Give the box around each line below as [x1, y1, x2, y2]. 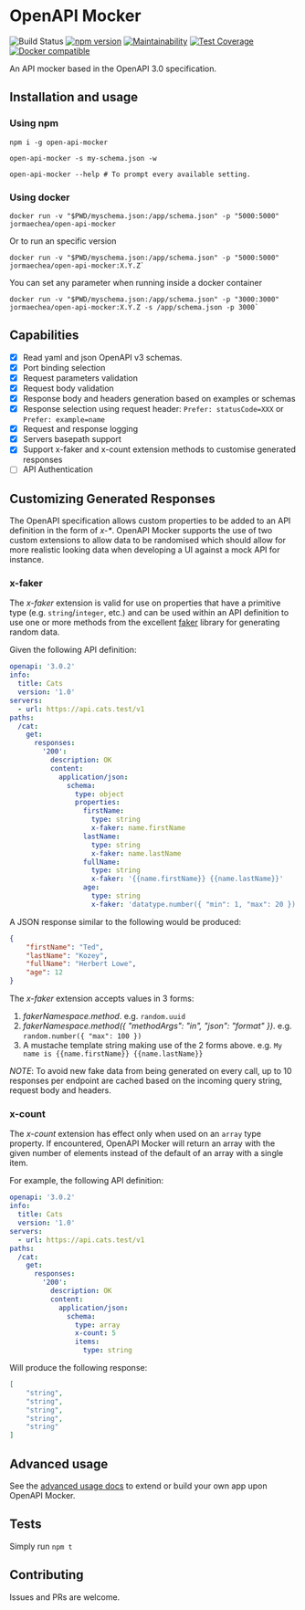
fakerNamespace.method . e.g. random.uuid [22, 1011, 185, 1022]
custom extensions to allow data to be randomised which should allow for [9, 535, 286, 546]
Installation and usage [9, 89, 139, 105]
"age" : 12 [26, 968, 64, 977]
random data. [9, 626, 60, 637]
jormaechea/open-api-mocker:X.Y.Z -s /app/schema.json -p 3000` [9, 302, 259, 311]
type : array [74, 1321, 121, 1330]
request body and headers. [9, 1085, 112, 1096]
